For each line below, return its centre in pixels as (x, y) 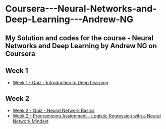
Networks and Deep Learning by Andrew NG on (81, 46)
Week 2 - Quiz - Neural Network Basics (53, 110)
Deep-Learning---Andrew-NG (69, 19)
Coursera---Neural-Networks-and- (81, 9)
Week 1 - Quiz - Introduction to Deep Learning (60, 83)
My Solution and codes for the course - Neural (79, 38)
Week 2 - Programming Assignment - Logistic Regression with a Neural (87, 116)
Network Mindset (31, 121)
